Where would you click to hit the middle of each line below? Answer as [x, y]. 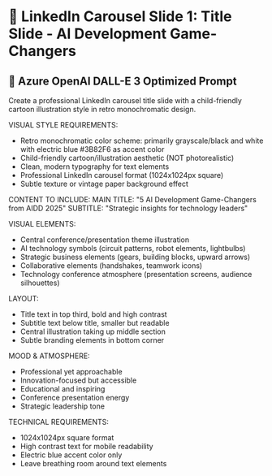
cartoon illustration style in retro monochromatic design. [102, 109]
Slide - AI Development [88, 34]
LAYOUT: [24, 299]
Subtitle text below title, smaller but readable [95, 323]
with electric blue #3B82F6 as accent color [92, 149]
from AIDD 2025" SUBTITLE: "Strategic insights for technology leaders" [128, 208]
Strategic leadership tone [63, 406]
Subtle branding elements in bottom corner [92, 340]
